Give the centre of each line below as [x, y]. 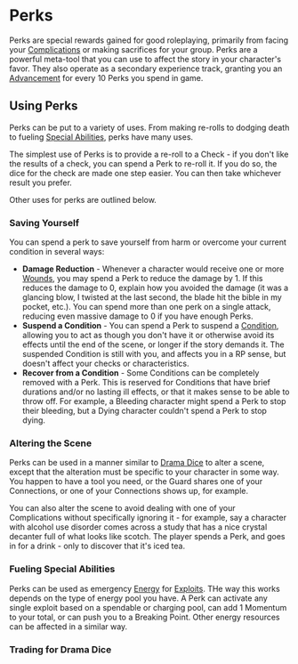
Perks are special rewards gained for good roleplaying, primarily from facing [149, 40]
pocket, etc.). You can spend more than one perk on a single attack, [146, 307]
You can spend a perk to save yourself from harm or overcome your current [148, 242]
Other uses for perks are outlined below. [83, 199]
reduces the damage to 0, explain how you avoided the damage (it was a [155, 288]
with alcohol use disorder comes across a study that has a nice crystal [138, 527]
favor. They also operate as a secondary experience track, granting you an [146, 69]
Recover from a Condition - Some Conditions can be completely [141, 373]
